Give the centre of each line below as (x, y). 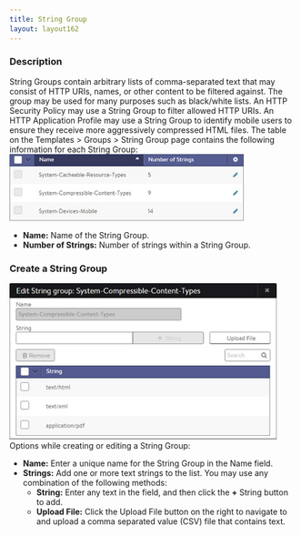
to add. (50, 502)
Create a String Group (58, 268)
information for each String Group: (74, 149)
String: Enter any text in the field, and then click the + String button (162, 492)
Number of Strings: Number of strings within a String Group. (137, 245)
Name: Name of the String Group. (86, 235)
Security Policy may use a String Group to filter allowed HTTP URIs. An (142, 110)
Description (36, 62)
